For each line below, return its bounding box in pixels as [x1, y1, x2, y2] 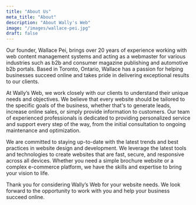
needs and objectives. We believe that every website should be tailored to [6, 95, 185, 103]
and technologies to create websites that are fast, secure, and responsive [6, 151, 184, 158]
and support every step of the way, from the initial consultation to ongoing [6, 121, 186, 128]
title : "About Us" [6, 8, 51, 15]
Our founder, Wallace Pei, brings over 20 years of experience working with [6, 47, 187, 54]
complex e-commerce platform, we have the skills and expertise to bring [6, 163, 182, 171]
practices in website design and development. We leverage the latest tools [6, 145, 187, 152]
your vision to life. [6, 170, 49, 177]
